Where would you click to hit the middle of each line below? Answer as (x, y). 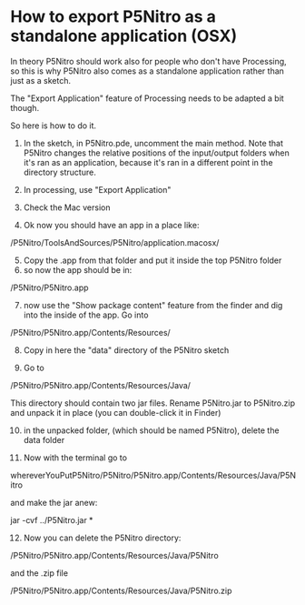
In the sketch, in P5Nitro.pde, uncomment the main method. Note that (153, 143)
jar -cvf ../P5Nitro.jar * (52, 519)
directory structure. (59, 172)
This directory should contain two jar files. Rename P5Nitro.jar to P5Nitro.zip (153, 403)
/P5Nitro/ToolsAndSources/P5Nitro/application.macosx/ (115, 242)
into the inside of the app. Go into (86, 315)
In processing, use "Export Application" (97, 189)
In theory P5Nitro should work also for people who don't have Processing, (148, 61)
